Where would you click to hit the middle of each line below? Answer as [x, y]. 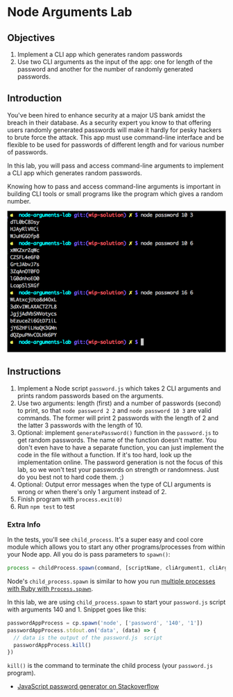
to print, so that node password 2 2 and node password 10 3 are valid [114, 410]
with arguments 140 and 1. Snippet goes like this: [77, 609]
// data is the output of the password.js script [88, 638]
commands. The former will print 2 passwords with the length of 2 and [118, 418]
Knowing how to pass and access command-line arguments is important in [114, 186]
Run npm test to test [46, 506]
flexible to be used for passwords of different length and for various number [116, 145]
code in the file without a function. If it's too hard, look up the [104, 454]
